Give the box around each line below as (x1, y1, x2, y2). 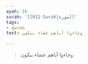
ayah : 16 (6, 8, 28, 15)
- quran (6, 24, 25, 31)
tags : (6, 19, 19, 25)
